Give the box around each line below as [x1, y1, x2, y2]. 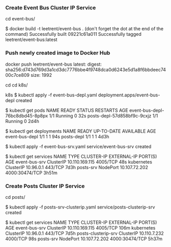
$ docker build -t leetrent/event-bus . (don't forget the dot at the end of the [5, 26, 164, 32]
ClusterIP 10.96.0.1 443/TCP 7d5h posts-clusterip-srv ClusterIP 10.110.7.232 [5, 230, 164, 236]
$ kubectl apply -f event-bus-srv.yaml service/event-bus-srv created [5, 143, 152, 150]
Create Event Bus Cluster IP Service [5, 4, 96, 11]
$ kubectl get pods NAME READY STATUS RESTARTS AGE [5, 107, 129, 113]
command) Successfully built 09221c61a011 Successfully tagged [5, 31, 142, 37]
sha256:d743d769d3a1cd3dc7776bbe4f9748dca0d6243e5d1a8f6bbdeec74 [5, 66, 166, 73]
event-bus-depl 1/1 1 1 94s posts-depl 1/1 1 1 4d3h [5, 133, 110, 139]
